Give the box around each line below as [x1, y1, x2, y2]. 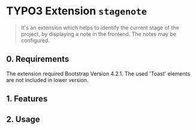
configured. [20, 37, 50, 44]
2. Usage [6, 114, 40, 124]
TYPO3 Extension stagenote [6, 4, 147, 18]
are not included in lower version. [6, 76, 89, 83]
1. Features [6, 94, 48, 104]
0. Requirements [6, 54, 70, 64]
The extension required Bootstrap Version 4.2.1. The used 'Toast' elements [6, 70, 191, 77]
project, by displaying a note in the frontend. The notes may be [20, 30, 177, 37]
